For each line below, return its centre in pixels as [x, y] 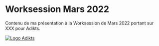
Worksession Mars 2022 [57, 9]
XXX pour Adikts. [23, 28]
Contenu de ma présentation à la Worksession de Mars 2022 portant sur [79, 23]
